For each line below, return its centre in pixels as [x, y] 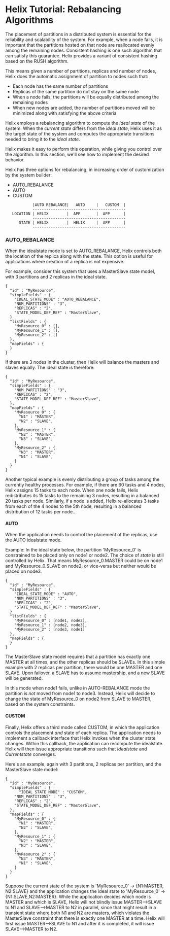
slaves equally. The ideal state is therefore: [50, 368]
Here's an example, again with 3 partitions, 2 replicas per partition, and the [83, 764]
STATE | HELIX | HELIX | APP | [72, 222]
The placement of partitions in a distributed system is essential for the [78, 34]
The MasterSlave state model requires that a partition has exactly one [78, 657]
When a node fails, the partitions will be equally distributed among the [86, 97]
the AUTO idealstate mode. [33, 540]
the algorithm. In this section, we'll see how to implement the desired [77, 154]
